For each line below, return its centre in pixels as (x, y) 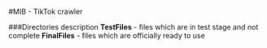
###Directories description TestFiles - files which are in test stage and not (133, 27)
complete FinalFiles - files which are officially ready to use (107, 36)
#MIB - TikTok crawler (46, 12)
